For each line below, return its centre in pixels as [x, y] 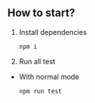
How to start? [42, 13]
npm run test [40, 91]
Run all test [37, 61]
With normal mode [49, 76]
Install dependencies [53, 32]
